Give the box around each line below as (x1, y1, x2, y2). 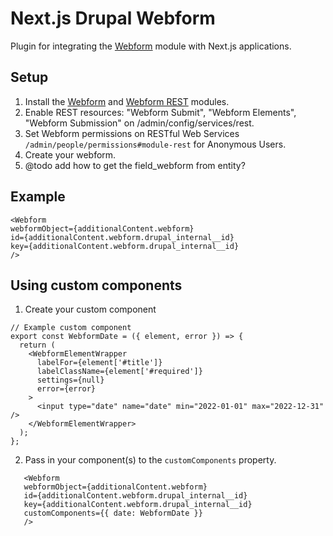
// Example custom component (10, 323, 132, 333)
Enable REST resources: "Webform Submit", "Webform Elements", (24, 106, 297, 118)
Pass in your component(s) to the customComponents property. (24, 454, 277, 466)
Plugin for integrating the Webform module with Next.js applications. (10, 40, 292, 52)
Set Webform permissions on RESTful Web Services (24, 127, 240, 139)
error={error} (36, 384, 97, 394)
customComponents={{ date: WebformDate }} (23, 508, 203, 519)
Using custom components (10, 277, 183, 294)
